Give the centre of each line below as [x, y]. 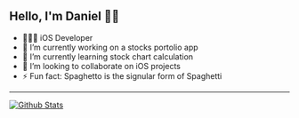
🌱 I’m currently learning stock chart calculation [108, 56]
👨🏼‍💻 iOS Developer [57, 37]
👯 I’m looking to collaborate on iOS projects [101, 66]
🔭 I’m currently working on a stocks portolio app [110, 47]
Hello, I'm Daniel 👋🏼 [65, 16]
